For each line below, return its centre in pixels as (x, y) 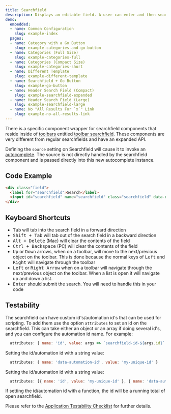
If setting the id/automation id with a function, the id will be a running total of (85, 391)
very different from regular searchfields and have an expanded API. (76, 139)
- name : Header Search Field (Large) (50, 100)
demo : (11, 19)
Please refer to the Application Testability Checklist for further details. (78, 406)
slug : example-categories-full (48, 57)
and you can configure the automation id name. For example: (69, 334)
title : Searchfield (26, 10)
